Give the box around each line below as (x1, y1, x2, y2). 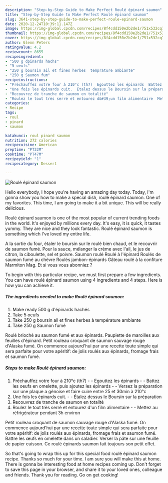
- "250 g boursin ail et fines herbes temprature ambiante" (5, 68, 135, 73)
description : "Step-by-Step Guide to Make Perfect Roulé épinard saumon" (5, 7, 162, 13)
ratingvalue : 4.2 (5, 45, 41, 50)
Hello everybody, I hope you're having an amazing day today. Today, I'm (5, 189, 154, 195)
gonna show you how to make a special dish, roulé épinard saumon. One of (5, 194, 160, 200)
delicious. (5, 205, 25, 211)
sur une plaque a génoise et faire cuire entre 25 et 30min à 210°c (12, 388, 146, 394)
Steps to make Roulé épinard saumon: (5, 365, 86, 371)
